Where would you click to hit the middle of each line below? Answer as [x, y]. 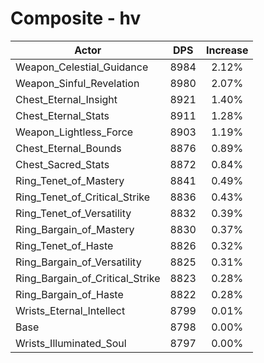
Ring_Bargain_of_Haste [69, 294]
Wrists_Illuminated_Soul [71, 343]
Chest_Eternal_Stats [62, 115]
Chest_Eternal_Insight [66, 99]
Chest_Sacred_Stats [62, 164]
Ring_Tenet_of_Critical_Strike [83, 197]
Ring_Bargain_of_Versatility [78, 262]
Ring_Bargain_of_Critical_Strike [88, 278]
